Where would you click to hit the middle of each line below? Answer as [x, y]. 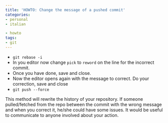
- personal [17, 19]
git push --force [31, 90]
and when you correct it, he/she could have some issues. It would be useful [84, 110]
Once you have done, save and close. [52, 73]
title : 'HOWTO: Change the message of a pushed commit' [65, 10]
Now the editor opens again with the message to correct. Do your [81, 78]
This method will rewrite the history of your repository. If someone [74, 99]
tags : [11, 38]
